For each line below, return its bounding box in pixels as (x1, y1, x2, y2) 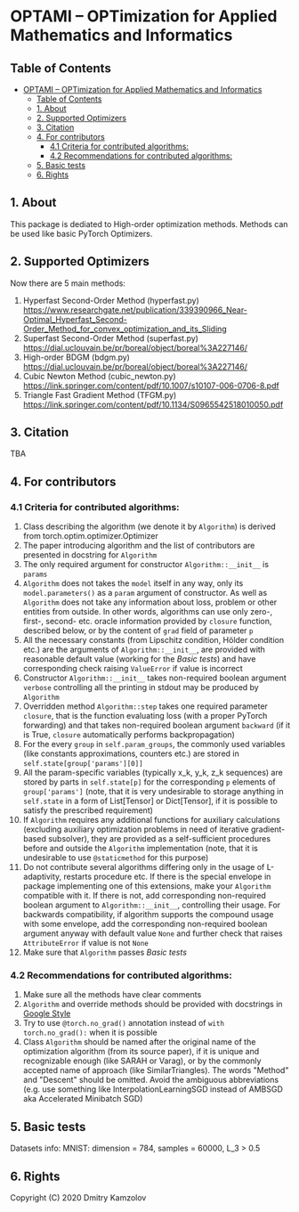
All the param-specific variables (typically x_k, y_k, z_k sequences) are (22, 768, 283, 778)
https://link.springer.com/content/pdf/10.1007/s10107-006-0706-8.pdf (22, 380, 279, 391)
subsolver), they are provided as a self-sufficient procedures (48, 834, 271, 844)
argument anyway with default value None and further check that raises (22, 928, 283, 939)
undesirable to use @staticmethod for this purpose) (22, 852, 209, 863)
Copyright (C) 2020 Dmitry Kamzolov (10, 1192, 147, 1203)
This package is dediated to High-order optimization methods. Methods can (10, 218, 288, 229)
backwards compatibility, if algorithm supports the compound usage (22, 909, 274, 920)
